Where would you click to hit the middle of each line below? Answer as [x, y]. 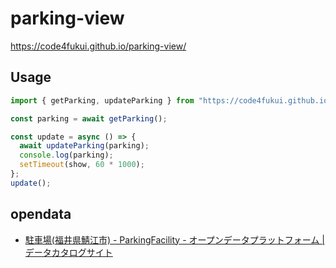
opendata [41, 214]
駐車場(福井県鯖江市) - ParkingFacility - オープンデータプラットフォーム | [174, 239]
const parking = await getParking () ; [89, 118]
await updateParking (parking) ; [84, 146]
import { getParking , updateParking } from [102, 100]
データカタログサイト [68, 252]
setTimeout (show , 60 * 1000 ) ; [82, 165]
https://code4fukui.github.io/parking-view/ [98, 46]
